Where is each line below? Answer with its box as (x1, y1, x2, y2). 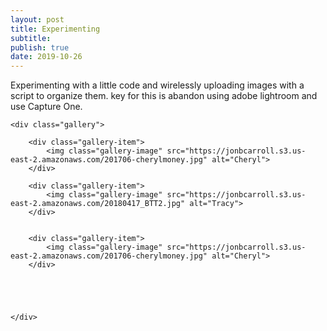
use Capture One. (10, 101, 83, 113)
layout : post (10, 14, 65, 25)
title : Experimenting (10, 24, 101, 34)
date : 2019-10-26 (10, 52, 83, 62)
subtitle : (10, 33, 52, 43)
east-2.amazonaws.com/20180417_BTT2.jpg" (10, 199, 186, 209)
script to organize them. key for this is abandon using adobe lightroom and (10, 90, 318, 102)
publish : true (10, 42, 70, 53)
